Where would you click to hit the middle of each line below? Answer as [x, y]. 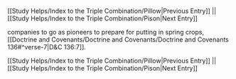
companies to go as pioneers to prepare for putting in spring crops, [106, 32]
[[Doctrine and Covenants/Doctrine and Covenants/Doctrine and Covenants [118, 39]
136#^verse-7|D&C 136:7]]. [47, 47]
